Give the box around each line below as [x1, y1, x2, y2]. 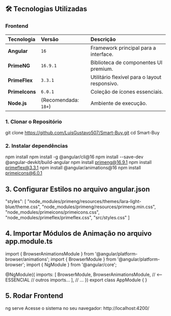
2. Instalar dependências [5, 142, 68, 149]
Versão [41, 36, 59, 43]
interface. [90, 50, 113, 58]
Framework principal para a [90, 44, 156, 51]
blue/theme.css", [5, 204, 41, 210]
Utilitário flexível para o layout [90, 73, 162, 80]
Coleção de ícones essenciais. [90, 88, 163, 95]
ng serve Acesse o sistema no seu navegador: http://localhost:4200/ [5, 305, 150, 311]
